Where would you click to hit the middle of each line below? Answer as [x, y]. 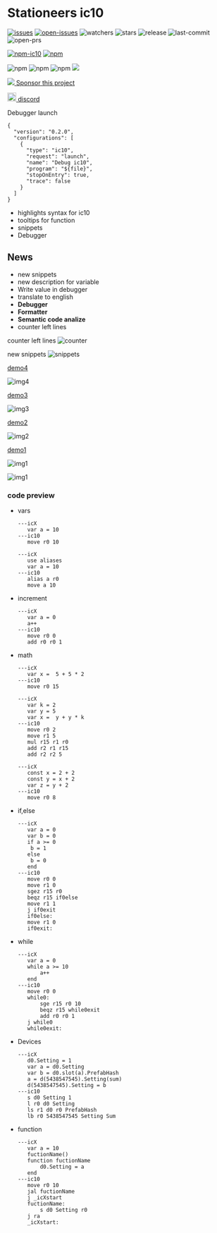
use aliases [45, 561]
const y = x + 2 [51, 779]
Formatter [32, 312]
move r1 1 [42, 904]
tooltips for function [46, 220]
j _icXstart [45, 1198]
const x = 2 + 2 [51, 773]
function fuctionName [59, 1161]
